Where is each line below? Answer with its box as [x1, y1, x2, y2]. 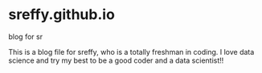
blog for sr [8, 32, 43, 41]
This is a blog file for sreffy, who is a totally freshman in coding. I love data [8, 47, 255, 56]
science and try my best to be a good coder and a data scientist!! [8, 56, 224, 65]
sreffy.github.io [8, 6, 115, 24]
